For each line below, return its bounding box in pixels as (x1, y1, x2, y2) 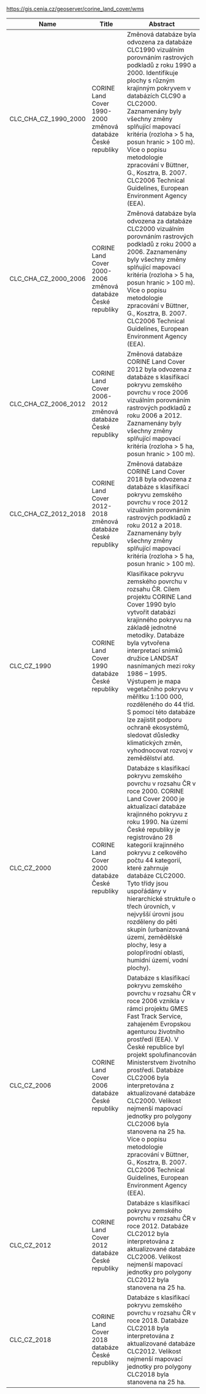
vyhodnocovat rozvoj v (126, 746, 193, 755)
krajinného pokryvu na (126, 616, 192, 624)
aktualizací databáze (126, 802, 186, 811)
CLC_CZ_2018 (9, 1336, 51, 1344)
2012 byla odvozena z (126, 365, 192, 374)
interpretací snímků (126, 647, 183, 655)
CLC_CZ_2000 (9, 864, 51, 872)
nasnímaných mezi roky (126, 662, 195, 670)
